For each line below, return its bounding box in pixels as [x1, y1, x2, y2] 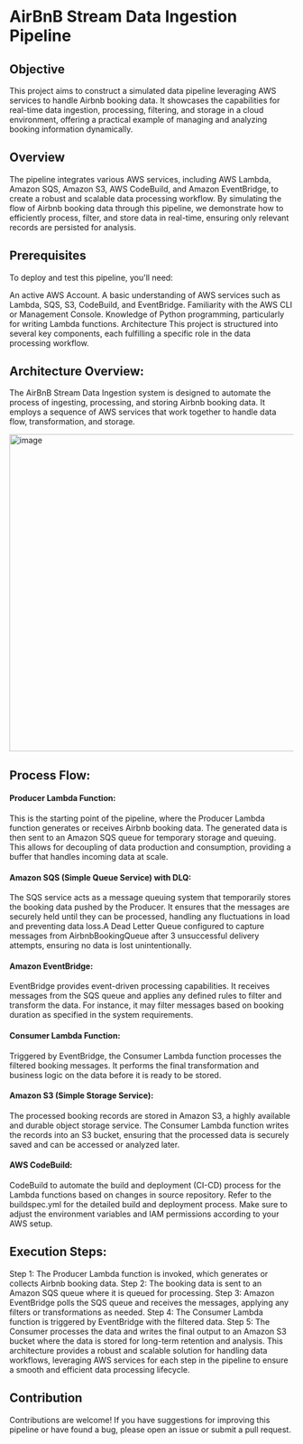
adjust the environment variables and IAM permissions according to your [9, 1208, 280, 1220]
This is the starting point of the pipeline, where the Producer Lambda [9, 813, 265, 824]
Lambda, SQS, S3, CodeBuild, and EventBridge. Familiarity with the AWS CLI [9, 299, 293, 310]
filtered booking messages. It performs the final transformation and [9, 1059, 260, 1071]
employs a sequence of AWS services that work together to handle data [9, 406, 277, 417]
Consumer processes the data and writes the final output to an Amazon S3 [9, 1326, 287, 1337]
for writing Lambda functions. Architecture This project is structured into [9, 318, 279, 329]
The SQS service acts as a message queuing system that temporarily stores [9, 892, 291, 903]
